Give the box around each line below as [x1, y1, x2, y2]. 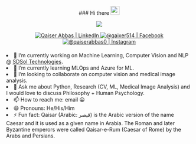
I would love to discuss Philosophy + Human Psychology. [6, 90, 145, 96]
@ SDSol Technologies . [6, 58, 63, 65]
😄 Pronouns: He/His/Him [14, 104, 75, 112]
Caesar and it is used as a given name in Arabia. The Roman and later [6, 120, 175, 126]
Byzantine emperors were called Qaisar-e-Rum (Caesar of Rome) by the [6, 126, 181, 133]
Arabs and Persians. [6, 132, 55, 139]
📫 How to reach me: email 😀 [14, 96, 86, 103]
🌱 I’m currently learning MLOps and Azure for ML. [14, 64, 135, 71]
